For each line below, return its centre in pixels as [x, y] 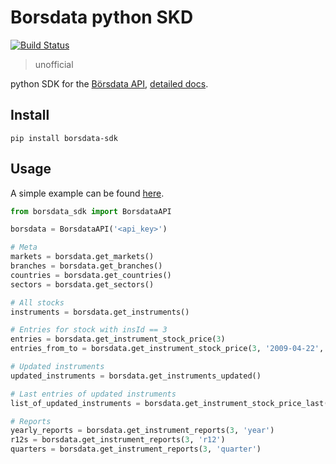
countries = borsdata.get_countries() [91, 275]
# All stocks [37, 302]
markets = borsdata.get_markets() [82, 257]
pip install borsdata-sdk [64, 138]
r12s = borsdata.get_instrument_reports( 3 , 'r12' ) [118, 440]
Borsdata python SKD [102, 17]
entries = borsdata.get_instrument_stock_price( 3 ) [118, 339]
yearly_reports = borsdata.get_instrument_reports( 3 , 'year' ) [142, 431]
